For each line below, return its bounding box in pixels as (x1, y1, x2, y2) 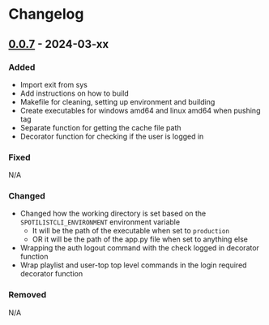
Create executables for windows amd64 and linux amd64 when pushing (19, 105, 261, 115)
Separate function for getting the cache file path (19, 122, 181, 132)
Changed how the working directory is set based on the (19, 208, 207, 219)
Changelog (8, 5, 84, 24)
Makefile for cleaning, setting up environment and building (19, 96, 216, 106)
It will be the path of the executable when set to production (32, 226, 229, 236)
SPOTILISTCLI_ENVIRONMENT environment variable (19, 217, 181, 227)
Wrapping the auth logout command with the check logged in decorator (19, 243, 259, 253)
